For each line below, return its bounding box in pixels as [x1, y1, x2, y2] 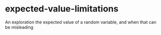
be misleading [5, 24, 34, 30]
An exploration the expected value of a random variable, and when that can [5, 19, 157, 25]
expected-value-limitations [5, 3, 119, 14]
